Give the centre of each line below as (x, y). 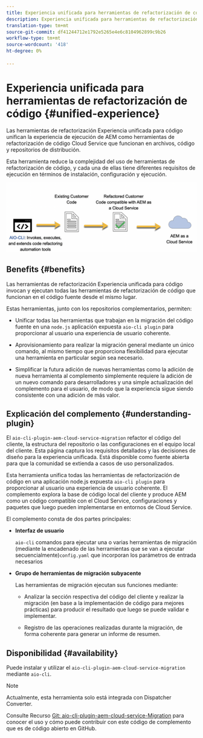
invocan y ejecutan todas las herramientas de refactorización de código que (101, 290)
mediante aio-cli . (29, 674)
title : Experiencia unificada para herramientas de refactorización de (98, 13)
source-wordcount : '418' (37, 45)
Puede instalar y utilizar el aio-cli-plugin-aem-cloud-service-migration (96, 668)
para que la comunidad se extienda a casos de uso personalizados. (90, 464)
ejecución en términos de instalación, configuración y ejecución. (87, 174)
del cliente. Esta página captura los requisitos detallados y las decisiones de (101, 451)
